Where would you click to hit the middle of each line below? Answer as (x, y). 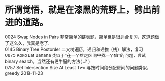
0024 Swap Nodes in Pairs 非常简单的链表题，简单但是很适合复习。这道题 (80, 37)
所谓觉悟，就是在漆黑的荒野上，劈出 (78, 10)
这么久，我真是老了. (29, 43)
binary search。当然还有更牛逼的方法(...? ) (48, 61)
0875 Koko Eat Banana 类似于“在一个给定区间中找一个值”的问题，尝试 (76, 55)
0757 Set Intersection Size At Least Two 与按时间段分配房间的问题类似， (78, 67)
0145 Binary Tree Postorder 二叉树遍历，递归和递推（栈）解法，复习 (74, 49)
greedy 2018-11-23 (24, 73)
